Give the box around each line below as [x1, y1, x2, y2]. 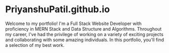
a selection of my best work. [5, 42, 65, 48]
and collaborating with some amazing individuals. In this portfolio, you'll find [5, 37, 164, 43]
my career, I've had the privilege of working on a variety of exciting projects [5, 31, 164, 37]
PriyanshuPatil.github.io [5, 4, 110, 15]
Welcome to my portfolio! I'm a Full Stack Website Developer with [5, 20, 142, 26]
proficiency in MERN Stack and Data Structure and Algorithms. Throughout [5, 25, 162, 32]
